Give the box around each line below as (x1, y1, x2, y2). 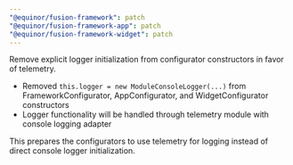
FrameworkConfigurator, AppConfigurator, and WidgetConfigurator (21, 90, 269, 101)
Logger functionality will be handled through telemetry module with (21, 109, 270, 120)
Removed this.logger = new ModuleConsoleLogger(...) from (21, 81, 247, 92)
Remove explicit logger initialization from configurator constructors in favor (9, 54, 285, 65)
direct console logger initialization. (9, 145, 135, 156)
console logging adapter (21, 119, 112, 129)
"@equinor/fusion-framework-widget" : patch (9, 29, 174, 38)
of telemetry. (9, 63, 56, 74)
